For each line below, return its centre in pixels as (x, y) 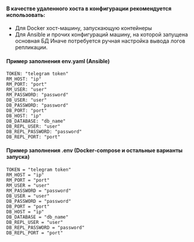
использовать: (26, 14)
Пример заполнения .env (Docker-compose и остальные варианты (94, 150)
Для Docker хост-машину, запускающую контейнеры (83, 28)
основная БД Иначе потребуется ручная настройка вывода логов (100, 41)
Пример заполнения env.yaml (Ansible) (58, 61)
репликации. (31, 48)
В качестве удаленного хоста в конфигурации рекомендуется (89, 8)
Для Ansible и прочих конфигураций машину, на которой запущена (102, 35)
